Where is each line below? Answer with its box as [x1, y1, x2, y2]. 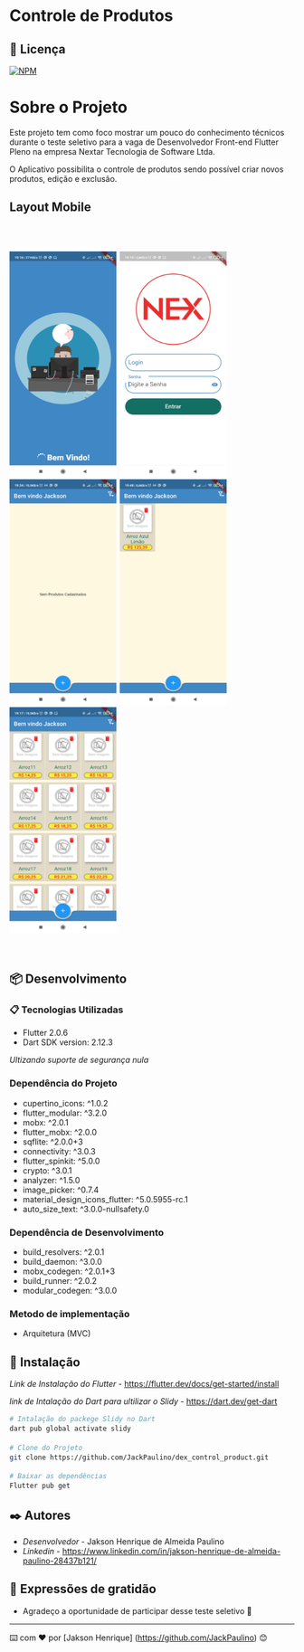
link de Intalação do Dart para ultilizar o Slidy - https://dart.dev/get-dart [9, 1396, 278, 1407]
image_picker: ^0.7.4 [22, 1184, 100, 1195]
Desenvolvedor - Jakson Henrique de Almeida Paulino [22, 1535, 224, 1547]
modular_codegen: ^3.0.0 [22, 1286, 118, 1296]
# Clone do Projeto [9, 1443, 83, 1452]
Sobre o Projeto [9, 97, 128, 118]
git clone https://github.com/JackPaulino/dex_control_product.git [9, 1453, 270, 1462]
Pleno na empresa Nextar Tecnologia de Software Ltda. [9, 146, 215, 157]
